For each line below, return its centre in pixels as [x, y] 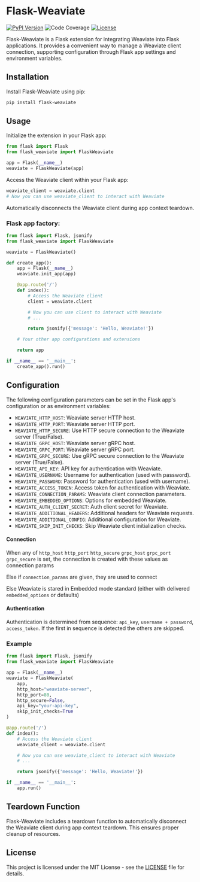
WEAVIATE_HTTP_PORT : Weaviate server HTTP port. [75, 424]
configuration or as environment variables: [58, 406]
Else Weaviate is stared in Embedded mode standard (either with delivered [98, 588]
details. [15, 873]
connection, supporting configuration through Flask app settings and [91, 51]
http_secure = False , [41, 700]
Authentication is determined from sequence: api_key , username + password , [100, 622]
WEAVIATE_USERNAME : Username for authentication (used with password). [103, 475]
